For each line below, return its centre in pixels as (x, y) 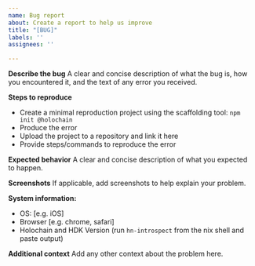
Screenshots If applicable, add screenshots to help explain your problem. (127, 183)
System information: (42, 199)
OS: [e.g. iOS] (42, 213)
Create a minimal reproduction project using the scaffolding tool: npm (130, 113)
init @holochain (46, 120)
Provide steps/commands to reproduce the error (98, 144)
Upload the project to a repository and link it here (99, 136)
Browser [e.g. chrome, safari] (67, 222)
